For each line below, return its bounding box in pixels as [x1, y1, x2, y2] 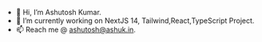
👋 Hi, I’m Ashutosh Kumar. [15, 8, 101, 17]
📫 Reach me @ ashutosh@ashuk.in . [15, 25, 136, 34]
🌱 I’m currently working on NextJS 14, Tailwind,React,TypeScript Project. [15, 16, 255, 25]
